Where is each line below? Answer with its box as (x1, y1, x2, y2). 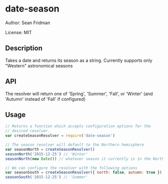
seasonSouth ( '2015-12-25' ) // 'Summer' (5, 174, 88, 180)
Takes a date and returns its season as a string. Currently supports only (5, 57, 152, 63)
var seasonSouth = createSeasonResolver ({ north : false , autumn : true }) (5, 170, 162, 175)
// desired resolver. (5, 129, 50, 134)
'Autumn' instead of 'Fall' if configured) (5, 96, 86, 102)
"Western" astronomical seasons (5, 62, 73, 68)
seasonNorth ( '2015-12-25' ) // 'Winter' (5, 151, 88, 156)
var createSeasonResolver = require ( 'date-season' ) (5, 133, 115, 138)
